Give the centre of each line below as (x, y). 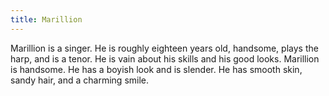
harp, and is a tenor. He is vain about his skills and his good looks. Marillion (165, 58)
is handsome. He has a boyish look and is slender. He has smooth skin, (156, 69)
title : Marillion (46, 19)
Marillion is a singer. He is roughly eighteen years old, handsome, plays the (164, 48)
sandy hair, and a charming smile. (80, 80)
